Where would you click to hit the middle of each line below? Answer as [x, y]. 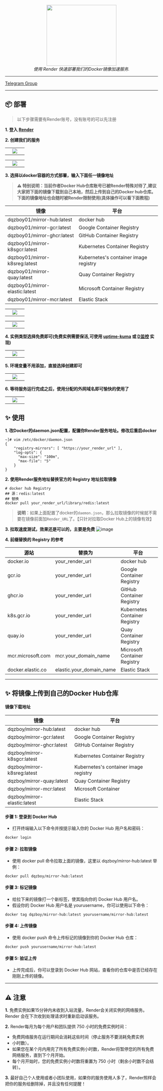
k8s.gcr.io [19, 615]
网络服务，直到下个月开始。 [40, 1055]
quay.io [16, 635]
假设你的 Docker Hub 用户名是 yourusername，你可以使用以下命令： [81, 905]
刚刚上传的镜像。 [29, 976]
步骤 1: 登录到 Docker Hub [31, 817]
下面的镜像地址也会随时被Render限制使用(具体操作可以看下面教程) [83, 198]
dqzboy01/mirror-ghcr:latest [41, 235]
